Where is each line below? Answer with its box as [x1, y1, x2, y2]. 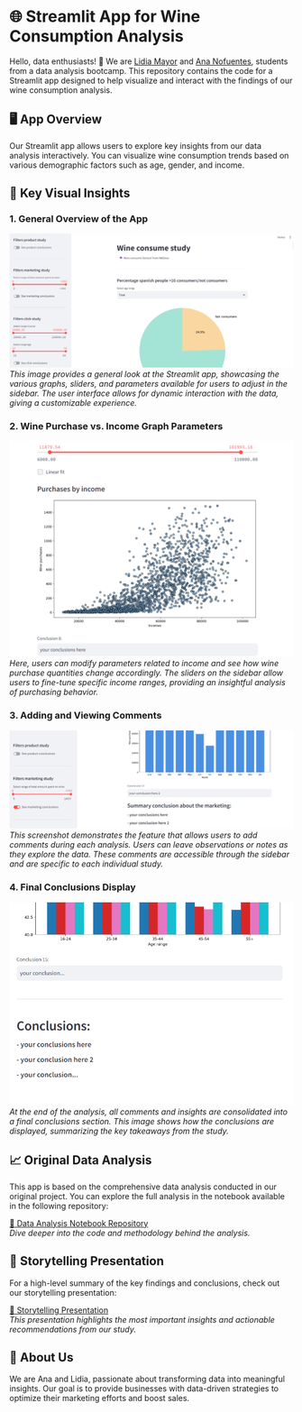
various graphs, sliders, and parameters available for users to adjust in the [9, 379, 288, 390]
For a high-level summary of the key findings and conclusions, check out [9, 1278, 280, 1288]
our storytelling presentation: [9, 1287, 117, 1297]
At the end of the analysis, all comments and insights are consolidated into [9, 1106, 288, 1117]
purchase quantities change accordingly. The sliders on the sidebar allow [9, 667, 284, 678]
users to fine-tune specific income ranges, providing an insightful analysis [9, 677, 286, 688]
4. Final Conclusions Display [9, 881, 137, 894]
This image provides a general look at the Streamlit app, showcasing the [9, 369, 279, 380]
